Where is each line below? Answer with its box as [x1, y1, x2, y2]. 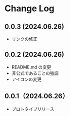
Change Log [4, 3, 54, 14]
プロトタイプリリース [11, 106, 54, 112]
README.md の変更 [11, 64, 52, 70]
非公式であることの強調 [11, 70, 59, 76]
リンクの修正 [11, 36, 37, 42]
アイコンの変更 [11, 76, 42, 82]
